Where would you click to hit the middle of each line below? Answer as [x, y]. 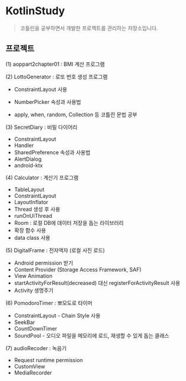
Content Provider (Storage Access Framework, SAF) [78, 269]
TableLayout [29, 189]
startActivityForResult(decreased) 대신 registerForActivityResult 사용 [97, 282]
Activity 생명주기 [34, 290]
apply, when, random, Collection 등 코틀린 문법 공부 [76, 115]
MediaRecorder [33, 373]
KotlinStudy [35, 11]
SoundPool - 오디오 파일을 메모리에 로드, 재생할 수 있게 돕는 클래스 [92, 335]
